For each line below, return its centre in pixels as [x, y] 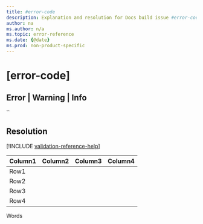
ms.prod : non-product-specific [46, 46]
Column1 [23, 161]
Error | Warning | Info [47, 98]
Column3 [88, 161]
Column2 [56, 161]
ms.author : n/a [25, 29]
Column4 [121, 161]
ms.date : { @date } [28, 40]
